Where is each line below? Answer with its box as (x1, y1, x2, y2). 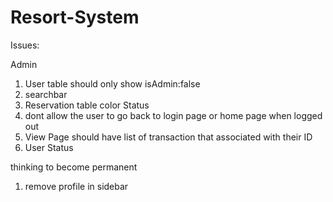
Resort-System (10, 6, 140, 29)
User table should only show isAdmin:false (24, 77, 201, 90)
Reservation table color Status (24, 99, 150, 111)
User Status (24, 141, 74, 153)
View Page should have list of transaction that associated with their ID (24, 131, 313, 143)
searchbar (24, 88, 68, 100)
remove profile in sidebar (24, 180, 129, 192)
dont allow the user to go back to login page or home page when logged (24, 109, 323, 121)
